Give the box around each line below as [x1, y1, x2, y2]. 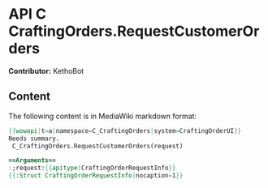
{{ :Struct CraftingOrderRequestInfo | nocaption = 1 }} [8, 172, 184, 180]
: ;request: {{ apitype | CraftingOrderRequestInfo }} [8, 164, 176, 173]
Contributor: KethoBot [8, 66, 84, 75]
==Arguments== [8, 156, 57, 164]
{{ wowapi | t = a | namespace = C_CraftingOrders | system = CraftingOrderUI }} [8, 126, 242, 135]
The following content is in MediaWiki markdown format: [8, 111, 197, 121]
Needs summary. [8, 135, 60, 143]
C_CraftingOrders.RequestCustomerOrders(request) [11, 142, 184, 150]
